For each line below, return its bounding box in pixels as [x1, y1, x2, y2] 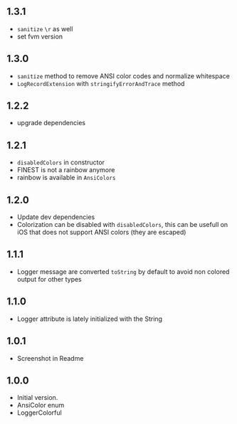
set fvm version [16, 32, 63, 41]
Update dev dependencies [16, 213, 95, 221]
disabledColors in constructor [16, 158, 105, 166]
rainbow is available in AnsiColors [16, 174, 116, 182]
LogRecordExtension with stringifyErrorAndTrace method [16, 79, 185, 88]
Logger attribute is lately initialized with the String [16, 314, 163, 323]
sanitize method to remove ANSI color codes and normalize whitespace [16, 71, 231, 80]
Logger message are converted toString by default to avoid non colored [16, 267, 230, 276]
